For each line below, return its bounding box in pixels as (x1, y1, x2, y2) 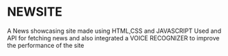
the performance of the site (7, 41, 85, 49)
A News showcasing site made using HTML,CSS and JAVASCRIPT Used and (7, 27, 222, 35)
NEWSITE (7, 4, 63, 20)
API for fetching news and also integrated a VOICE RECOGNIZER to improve (7, 33, 220, 42)
